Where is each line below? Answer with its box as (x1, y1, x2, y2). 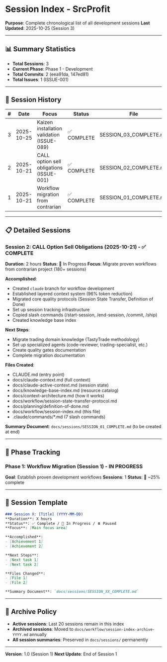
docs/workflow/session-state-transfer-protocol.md (12, 398, 117, 404)
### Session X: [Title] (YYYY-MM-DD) (5, 511, 83, 517)
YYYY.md (12, 632, 28, 637)
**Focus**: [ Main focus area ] (5, 526, 68, 531)
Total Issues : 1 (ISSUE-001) (12, 76, 69, 83)
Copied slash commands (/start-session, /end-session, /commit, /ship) (12, 312, 158, 318)
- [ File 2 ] (5, 580, 28, 585)
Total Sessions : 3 (12, 61, 49, 67)
